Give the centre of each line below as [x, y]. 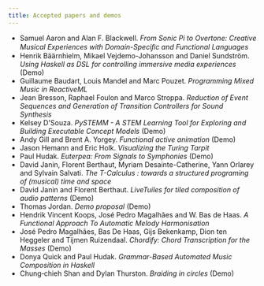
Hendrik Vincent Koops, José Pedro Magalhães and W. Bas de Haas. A [134, 214]
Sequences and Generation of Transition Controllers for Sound [121, 106]
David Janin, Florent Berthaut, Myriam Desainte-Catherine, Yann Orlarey [137, 164]
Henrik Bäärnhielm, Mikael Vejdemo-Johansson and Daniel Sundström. [134, 55]
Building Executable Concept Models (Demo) [93, 131]
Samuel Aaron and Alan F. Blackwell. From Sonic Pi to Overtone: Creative [138, 38]
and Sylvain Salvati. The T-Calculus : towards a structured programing [134, 173]
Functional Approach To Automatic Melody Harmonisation [115, 223]
